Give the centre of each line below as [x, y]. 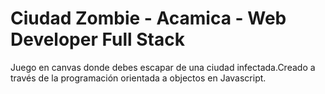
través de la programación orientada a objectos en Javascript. [138, 78]
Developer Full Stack [97, 39]
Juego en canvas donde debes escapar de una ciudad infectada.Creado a [163, 67]
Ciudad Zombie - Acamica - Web [148, 18]
